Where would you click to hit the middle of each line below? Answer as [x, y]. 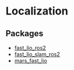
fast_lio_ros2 [30, 48]
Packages [24, 33]
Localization [37, 11]
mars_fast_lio [31, 61]
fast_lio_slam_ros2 [37, 54]
